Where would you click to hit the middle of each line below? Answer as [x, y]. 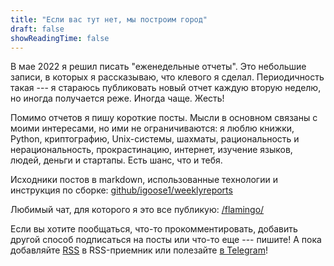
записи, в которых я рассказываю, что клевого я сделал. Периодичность [167, 77]
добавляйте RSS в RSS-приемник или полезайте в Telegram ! [139, 250]
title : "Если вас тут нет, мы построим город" [109, 19]
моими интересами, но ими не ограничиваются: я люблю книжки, [152, 128]
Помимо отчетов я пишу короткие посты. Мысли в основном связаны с [164, 118]
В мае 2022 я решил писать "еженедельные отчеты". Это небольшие [158, 67]
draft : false [37, 29]
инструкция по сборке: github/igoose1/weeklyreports [121, 190]
